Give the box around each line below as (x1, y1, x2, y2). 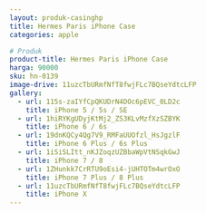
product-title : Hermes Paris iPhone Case (9, 55, 169, 64)
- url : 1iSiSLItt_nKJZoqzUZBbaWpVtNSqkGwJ (17, 148, 181, 157)
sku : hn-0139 (9, 72, 59, 82)
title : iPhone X (25, 189, 88, 199)
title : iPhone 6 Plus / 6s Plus (25, 140, 148, 149)
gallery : (9, 88, 43, 98)
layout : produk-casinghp (9, 13, 103, 23)
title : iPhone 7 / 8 (25, 156, 103, 165)
